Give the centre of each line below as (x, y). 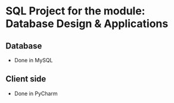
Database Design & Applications (87, 24)
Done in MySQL (33, 60)
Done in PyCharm (36, 93)
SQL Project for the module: (75, 11)
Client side (26, 79)
